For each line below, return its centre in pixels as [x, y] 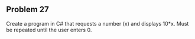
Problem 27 [27, 10]
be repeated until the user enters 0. [49, 30]
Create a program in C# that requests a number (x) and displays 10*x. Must [97, 23]
